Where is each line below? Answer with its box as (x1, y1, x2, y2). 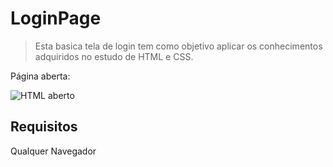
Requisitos (10, 118, 78, 136)
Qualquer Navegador (10, 145, 97, 157)
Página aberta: (10, 70, 71, 82)
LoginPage (10, 7, 102, 30)
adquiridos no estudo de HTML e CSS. (34, 50, 194, 62)
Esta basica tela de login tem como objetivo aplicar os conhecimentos (34, 40, 323, 52)
